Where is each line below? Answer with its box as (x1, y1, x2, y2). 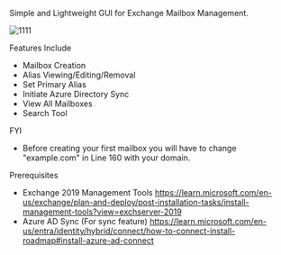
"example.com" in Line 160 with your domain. (22, 152, 191, 163)
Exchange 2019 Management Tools (22, 187, 153, 197)
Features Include (9, 42, 72, 53)
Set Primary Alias (22, 79, 87, 89)
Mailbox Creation (22, 60, 86, 70)
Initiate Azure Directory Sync (22, 89, 130, 99)
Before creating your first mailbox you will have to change (22, 143, 237, 153)
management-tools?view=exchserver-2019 (22, 206, 182, 217)
